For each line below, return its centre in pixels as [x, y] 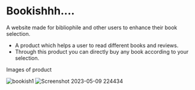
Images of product [29, 69]
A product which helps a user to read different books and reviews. [97, 45]
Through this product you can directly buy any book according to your [102, 51]
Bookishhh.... [40, 11]
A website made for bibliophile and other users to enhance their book [92, 27]
